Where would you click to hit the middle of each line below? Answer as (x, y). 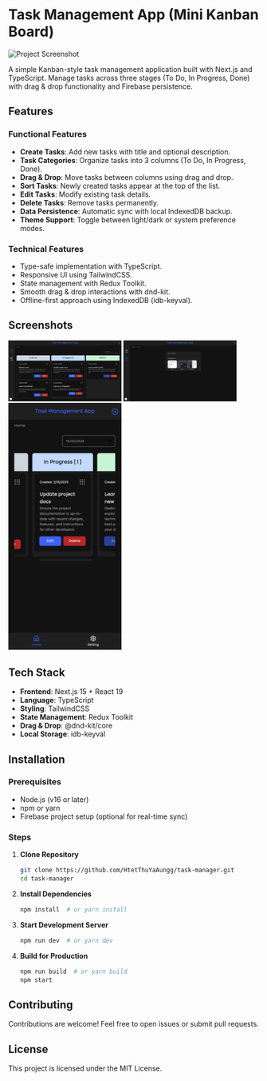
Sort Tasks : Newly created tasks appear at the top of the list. (120, 185)
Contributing (41, 1005)
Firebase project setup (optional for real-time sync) (104, 816)
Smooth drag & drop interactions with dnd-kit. (95, 291)
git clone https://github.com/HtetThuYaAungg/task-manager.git (127, 870)
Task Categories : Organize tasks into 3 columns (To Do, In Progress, (133, 160)
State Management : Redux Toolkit (77, 717)
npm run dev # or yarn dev (66, 940)
